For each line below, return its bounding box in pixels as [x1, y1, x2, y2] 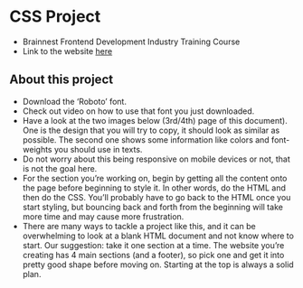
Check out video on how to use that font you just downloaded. [22, 106, 255, 116]
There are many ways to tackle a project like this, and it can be [22, 220, 256, 231]
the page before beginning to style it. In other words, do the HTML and [22, 182, 287, 193]
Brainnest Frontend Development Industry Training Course [22, 36, 241, 47]
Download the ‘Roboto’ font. [22, 96, 127, 107]
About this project [9, 72, 114, 88]
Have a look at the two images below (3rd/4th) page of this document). [22, 115, 288, 125]
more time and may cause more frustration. [22, 210, 185, 222]
